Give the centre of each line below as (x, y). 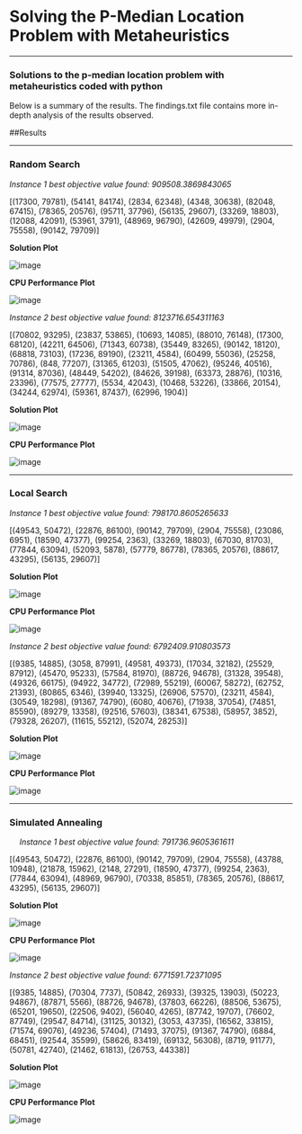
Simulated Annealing (56, 822)
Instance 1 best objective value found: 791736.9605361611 (127, 842)
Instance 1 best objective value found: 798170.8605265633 (119, 513)
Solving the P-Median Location (127, 17)
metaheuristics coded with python (86, 85)
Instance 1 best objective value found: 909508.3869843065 (120, 184)
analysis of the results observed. (93, 115)
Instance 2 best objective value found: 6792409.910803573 (120, 646)
